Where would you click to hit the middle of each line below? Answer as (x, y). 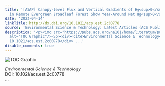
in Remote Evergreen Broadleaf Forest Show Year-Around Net (72, 14)
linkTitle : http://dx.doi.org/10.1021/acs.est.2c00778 (62, 23)
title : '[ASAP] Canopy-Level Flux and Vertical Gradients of (69, 9)
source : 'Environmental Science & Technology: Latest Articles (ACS (77, 28)
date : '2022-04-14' (25, 18)
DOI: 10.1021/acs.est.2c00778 (35, 74)
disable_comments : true (29, 46)
